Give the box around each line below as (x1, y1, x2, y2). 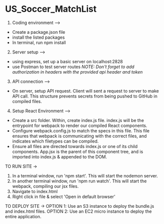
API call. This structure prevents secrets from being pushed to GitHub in (12, 93, 158, 99)
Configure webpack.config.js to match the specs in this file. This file (12, 127, 150, 133)
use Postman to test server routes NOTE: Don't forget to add (12, 64, 135, 70)
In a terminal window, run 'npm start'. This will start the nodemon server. (12, 173, 158, 178)
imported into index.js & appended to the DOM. (12, 153, 107, 160)
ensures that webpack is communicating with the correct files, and (12, 133, 147, 139)
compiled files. (12, 98, 43, 104)
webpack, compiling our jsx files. (12, 183, 79, 189)
